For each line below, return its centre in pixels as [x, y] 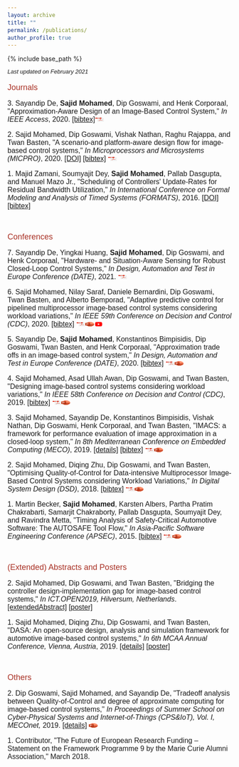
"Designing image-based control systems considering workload [106, 387]
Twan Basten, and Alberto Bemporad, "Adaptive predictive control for [116, 300]
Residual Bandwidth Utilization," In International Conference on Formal [118, 190]
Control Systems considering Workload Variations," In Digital [124, 481]
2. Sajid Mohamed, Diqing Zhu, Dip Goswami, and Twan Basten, [109, 465]
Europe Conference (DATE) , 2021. [62, 277]
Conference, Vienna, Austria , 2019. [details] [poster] [89, 646]
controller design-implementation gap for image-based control [104, 591]
